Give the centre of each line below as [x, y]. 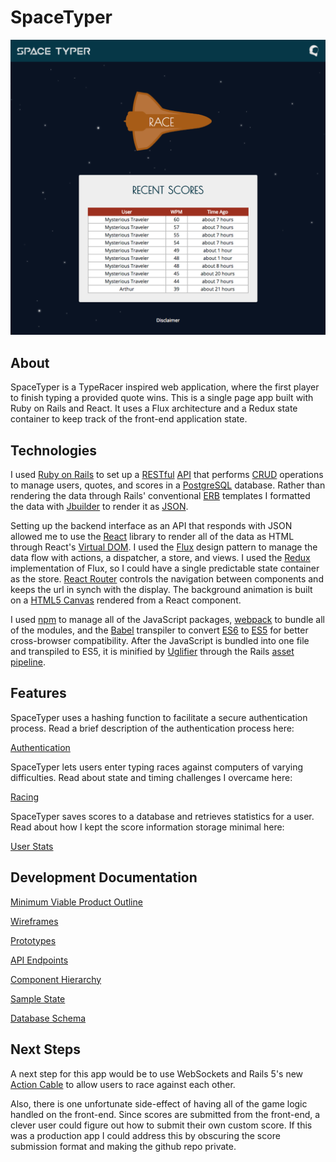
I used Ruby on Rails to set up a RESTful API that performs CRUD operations [167, 475]
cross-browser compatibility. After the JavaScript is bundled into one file [160, 641]
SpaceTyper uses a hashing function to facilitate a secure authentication [159, 717]
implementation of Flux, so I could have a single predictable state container [165, 568]
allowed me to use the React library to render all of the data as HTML [152, 537]
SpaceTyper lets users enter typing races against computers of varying [157, 767]
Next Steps [45, 1049]
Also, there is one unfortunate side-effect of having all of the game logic [159, 1103]
